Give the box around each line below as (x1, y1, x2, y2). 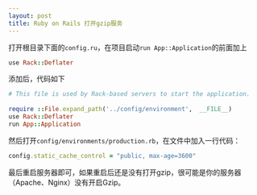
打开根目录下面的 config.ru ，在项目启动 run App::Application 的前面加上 (8, 42, 247, 52)
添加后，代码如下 (8, 74, 65, 84)
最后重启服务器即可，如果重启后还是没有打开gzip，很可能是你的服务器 (8, 167, 242, 177)
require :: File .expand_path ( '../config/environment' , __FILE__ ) (8, 106, 232, 114)
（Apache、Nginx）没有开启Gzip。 (8, 177, 126, 187)
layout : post (8, 11, 52, 20)
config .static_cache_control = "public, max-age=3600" (8, 151, 197, 160)
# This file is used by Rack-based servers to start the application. (8, 90, 251, 98)
